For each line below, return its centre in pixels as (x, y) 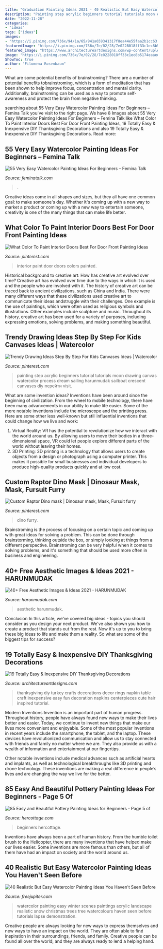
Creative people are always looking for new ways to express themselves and (81, 926)
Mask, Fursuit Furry (35, 489)
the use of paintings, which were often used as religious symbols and (74, 306)
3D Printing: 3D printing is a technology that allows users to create (78, 451)
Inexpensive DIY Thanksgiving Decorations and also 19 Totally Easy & (74, 129)
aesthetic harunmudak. (40, 609)
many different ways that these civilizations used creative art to (68, 296)
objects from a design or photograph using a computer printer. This (79, 456)
